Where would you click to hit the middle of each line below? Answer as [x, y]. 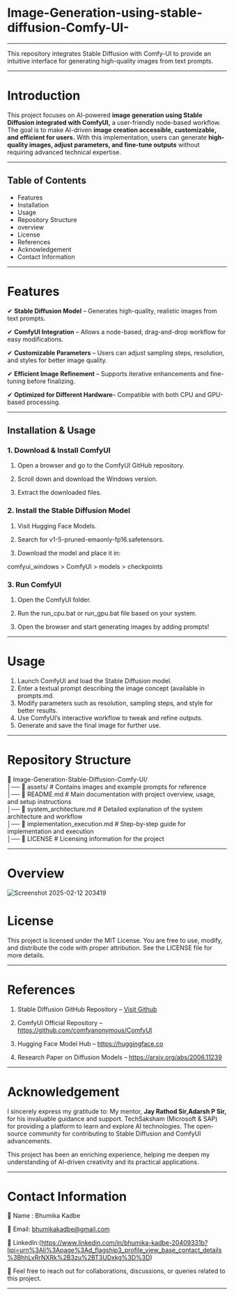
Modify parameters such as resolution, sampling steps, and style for [115, 703]
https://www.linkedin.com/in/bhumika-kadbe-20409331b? [124, 1243]
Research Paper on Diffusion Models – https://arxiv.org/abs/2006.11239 [119, 1057]
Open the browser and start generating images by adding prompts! [113, 627]
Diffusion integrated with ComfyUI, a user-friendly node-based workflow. [114, 122]
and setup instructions [39, 801]
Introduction [44, 96]
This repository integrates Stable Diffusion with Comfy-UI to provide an [109, 53]
